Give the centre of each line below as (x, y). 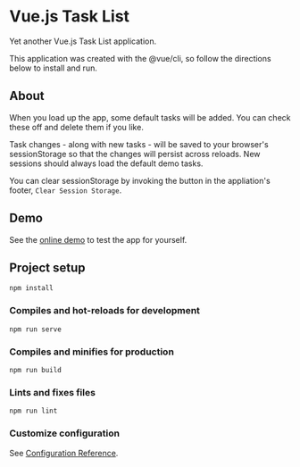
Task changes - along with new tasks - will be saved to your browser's (139, 144)
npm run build (36, 370)
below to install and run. (54, 68)
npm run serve (36, 329)
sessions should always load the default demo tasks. (106, 163)
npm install (31, 288)
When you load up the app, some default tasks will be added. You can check (150, 117)
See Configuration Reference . (64, 453)
